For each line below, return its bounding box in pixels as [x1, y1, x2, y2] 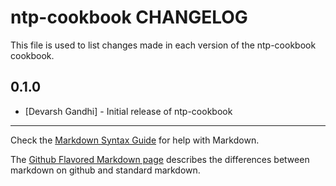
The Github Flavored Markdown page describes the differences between [10, 153, 310, 165]
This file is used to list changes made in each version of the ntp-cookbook [10, 39, 317, 51]
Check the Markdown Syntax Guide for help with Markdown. [10, 134, 260, 146]
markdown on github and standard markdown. [10, 164, 201, 176]
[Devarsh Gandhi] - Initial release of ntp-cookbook [24, 105, 233, 117]
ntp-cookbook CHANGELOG [10, 6, 248, 29]
